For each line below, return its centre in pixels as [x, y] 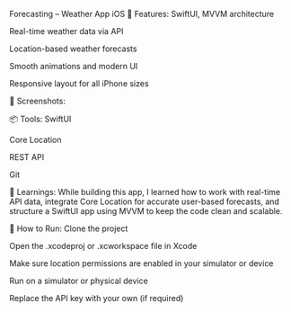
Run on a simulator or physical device [79, 281]
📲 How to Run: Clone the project [69, 228]
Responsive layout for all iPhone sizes [79, 84]
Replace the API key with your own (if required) [97, 298]
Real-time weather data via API [66, 31]
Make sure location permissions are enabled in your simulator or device [141, 263]
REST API [27, 157]
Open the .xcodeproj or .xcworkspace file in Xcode [103, 246]
